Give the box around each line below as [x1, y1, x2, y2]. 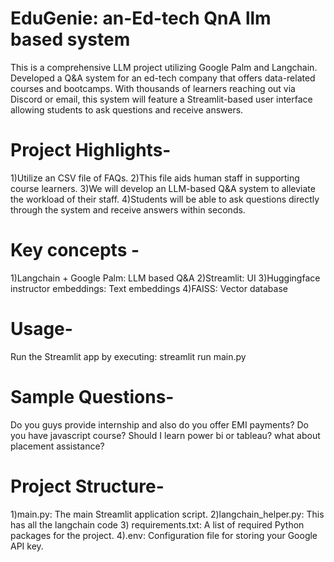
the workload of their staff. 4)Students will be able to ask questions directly [10, 193, 320, 205]
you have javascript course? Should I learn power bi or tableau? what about [10, 429, 321, 441]
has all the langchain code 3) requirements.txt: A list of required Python [10, 518, 305, 531]
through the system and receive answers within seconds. [10, 203, 246, 216]
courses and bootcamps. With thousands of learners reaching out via [10, 82, 296, 94]
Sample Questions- [10, 385, 175, 408]
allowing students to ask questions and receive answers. [10, 103, 244, 116]
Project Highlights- [10, 139, 172, 162]
